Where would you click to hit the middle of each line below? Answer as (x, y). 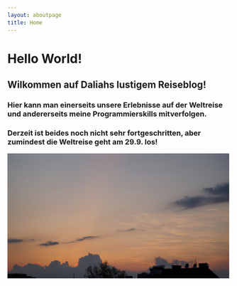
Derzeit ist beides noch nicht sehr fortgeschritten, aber (104, 133)
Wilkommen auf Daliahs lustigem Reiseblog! (107, 85)
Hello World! (45, 59)
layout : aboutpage (34, 15)
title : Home (25, 22)
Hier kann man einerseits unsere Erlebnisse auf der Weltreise (115, 105)
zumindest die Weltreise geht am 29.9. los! (83, 142)
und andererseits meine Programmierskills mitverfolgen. (107, 114)
